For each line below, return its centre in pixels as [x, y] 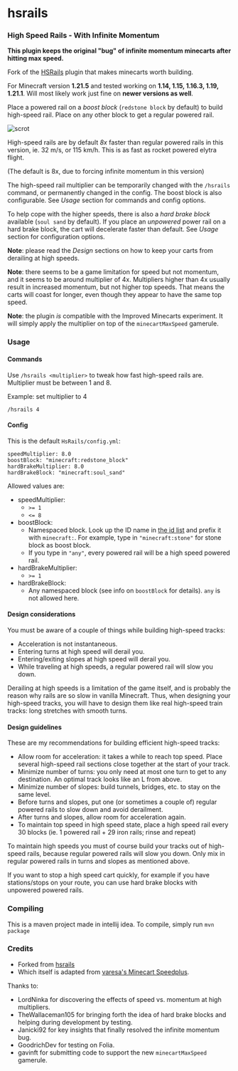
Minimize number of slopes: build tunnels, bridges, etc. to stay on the [119, 787]
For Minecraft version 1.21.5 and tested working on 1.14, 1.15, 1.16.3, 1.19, [113, 86]
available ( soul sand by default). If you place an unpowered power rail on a [117, 221]
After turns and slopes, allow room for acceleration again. [102, 817]
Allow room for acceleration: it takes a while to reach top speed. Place [120, 757]
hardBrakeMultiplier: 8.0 [45, 466]
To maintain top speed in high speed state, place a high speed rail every [123, 825]
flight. [16, 157]
